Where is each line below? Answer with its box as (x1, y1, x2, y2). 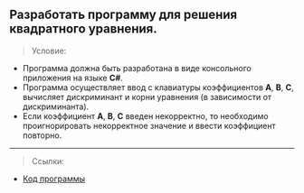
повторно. (22, 130, 62, 141)
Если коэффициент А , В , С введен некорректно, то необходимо (22, 110, 269, 121)
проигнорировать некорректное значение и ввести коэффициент (22, 120, 276, 131)
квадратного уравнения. (9, 22, 157, 37)
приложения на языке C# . (22, 72, 124, 83)
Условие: (31, 45, 67, 56)
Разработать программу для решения (9, 7, 238, 23)
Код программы (22, 173, 86, 184)
